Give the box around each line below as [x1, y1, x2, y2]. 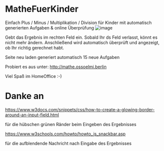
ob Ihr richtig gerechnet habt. [5, 45, 65, 50]
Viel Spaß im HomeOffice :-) [5, 73, 62, 79]
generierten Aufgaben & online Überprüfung [5, 25, 94, 30]
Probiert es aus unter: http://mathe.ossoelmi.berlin [5, 64, 107, 70]
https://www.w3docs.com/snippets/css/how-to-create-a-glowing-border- [5, 106, 155, 112]
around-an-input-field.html [5, 112, 59, 118]
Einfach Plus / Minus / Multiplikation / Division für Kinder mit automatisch [5, 20, 152, 25]
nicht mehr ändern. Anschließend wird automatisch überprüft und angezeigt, [5, 39, 160, 45]
